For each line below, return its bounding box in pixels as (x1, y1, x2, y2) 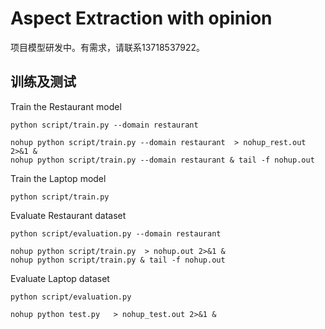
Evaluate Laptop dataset (10, 272, 110, 284)
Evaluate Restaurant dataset (10, 209, 127, 221)
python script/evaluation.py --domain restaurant (10, 228, 222, 239)
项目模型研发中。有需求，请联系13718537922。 (10, 41, 206, 53)
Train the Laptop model (10, 172, 107, 184)
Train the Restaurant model (10, 100, 122, 112)
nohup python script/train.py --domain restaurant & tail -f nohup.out (10, 155, 315, 165)
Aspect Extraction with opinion (10, 7, 273, 30)
